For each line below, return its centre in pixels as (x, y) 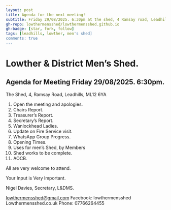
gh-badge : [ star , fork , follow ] (40, 29)
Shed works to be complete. (43, 153)
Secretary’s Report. (33, 121)
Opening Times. (30, 142)
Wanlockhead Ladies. (36, 126)
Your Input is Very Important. (36, 178)
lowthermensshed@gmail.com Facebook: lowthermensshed (69, 198)
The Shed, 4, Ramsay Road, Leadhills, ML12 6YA (56, 94)
